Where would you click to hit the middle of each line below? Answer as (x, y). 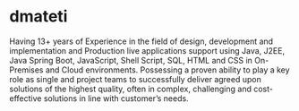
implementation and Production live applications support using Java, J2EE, (147, 50)
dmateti (38, 17)
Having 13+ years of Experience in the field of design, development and (141, 41)
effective (26, 98)
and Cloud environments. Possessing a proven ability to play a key (167, 70)
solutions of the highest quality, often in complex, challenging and (131, 89)
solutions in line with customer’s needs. (116, 98)
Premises (26, 70)
